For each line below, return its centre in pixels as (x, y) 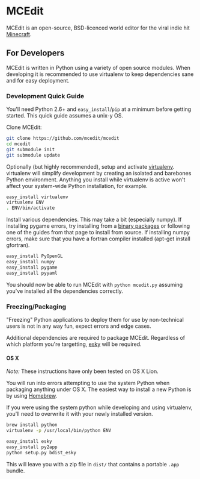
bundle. (16, 471)
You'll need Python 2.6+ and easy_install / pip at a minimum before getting (99, 109)
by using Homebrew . (32, 396)
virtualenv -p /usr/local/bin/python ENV (59, 431)
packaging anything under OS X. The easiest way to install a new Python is (99, 389)
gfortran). (18, 245)
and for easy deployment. (38, 80)
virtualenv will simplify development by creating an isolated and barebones (99, 173)
